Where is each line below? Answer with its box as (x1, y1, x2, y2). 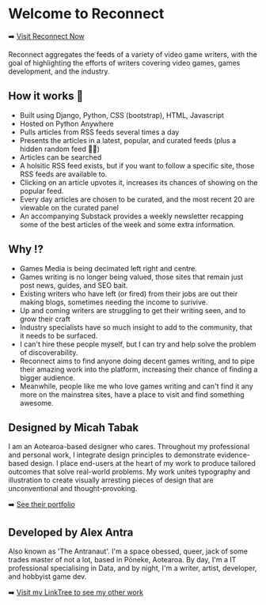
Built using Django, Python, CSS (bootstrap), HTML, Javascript (19, 110, 224, 119)
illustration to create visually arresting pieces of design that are (8, 475, 214, 485)
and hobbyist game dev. (8, 572, 87, 581)
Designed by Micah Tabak (8, 421, 139, 434)
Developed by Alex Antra (8, 525, 134, 539)
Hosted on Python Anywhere (19, 119, 114, 128)
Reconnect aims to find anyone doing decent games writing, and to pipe (19, 356, 255, 365)
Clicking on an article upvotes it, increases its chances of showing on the (19, 177, 258, 187)
